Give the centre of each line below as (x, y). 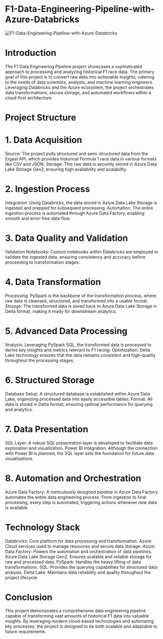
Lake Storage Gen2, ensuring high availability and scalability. (66, 169)
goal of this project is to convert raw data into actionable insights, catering (80, 77)
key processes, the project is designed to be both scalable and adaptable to (81, 626)
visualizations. (20, 458)
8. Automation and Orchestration (73, 478)
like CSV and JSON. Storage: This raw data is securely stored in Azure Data (81, 164)
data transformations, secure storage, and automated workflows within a (78, 92)
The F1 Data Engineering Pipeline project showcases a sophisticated (74, 66)
